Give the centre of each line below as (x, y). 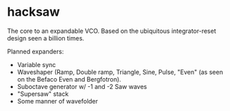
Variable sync (36, 64)
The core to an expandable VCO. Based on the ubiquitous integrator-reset (112, 31)
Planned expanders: (35, 51)
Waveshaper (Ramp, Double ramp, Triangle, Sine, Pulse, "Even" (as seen (120, 72)
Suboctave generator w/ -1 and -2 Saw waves (82, 86)
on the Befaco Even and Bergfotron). (69, 79)
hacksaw (34, 12)
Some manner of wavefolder (57, 101)
